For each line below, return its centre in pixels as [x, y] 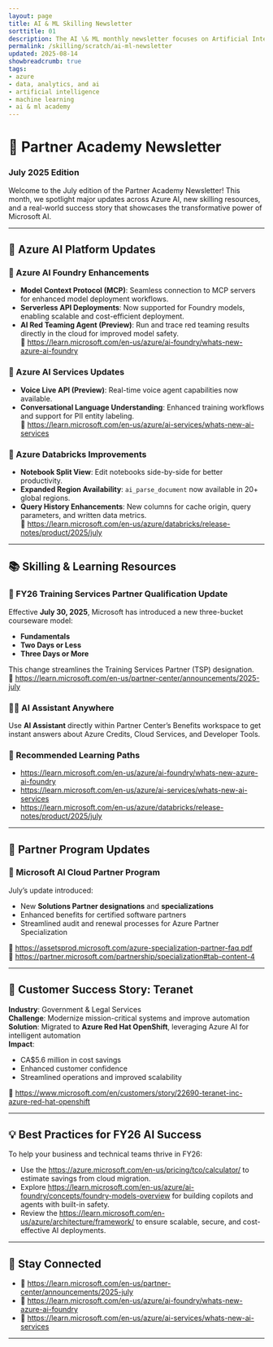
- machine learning [41, 99]
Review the [39, 1213]
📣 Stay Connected [55, 1264]
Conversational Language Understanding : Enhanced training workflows [142, 407]
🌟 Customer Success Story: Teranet [101, 990]
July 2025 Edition [44, 173]
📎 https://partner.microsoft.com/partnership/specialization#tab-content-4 [132, 956]
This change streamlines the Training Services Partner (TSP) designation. [131, 669]
